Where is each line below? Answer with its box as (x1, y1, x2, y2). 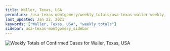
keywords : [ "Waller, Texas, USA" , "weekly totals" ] (5, 21, 116, 27)
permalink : (5, 12, 28, 17)
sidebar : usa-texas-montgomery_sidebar (5, 26, 90, 31)
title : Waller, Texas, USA (5, 7, 62, 13)
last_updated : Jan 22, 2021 (5, 17, 65, 22)
